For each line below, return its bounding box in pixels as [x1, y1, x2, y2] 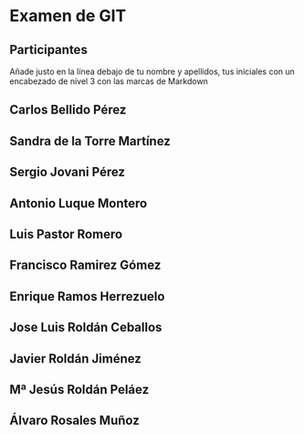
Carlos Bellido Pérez [9, 102, 127, 118]
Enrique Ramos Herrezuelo [9, 289, 165, 304]
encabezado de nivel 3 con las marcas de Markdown [9, 76, 208, 87]
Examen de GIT [9, 5, 127, 26]
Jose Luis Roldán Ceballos [9, 320, 162, 335]
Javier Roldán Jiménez [9, 351, 142, 366]
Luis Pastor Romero [9, 226, 123, 242]
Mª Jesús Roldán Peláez [9, 381, 150, 397]
